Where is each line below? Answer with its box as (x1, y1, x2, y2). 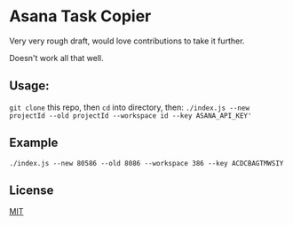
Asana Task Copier (9, 6, 152, 27)
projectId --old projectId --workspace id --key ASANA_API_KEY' (9, 111, 252, 120)
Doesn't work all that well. (9, 52, 104, 63)
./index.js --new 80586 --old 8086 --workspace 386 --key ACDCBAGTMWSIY (9, 159, 284, 167)
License (9, 182, 54, 198)
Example (9, 136, 59, 151)
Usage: (9, 78, 51, 94)
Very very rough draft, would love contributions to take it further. (9, 35, 245, 46)
